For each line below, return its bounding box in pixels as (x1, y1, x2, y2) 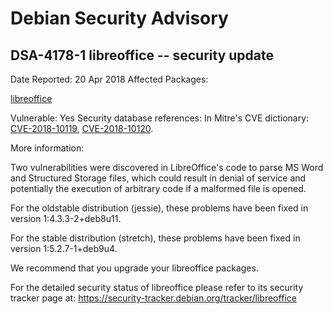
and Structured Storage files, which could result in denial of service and (10, 172, 307, 184)
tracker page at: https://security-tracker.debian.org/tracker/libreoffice (10, 292, 297, 304)
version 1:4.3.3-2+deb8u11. (10, 213, 122, 224)
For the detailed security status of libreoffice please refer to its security (10, 282, 304, 293)
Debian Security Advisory (10, 7, 229, 30)
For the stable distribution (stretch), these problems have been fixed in (10, 232, 301, 244)
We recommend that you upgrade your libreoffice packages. (10, 262, 259, 274)
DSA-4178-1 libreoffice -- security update (10, 47, 275, 64)
